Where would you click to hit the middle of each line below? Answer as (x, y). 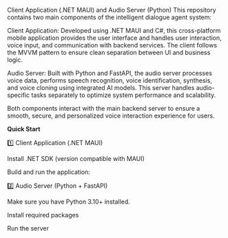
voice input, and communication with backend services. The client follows (112, 45)
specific (19, 95)
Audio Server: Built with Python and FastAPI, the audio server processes (110, 73)
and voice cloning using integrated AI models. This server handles (101, 88)
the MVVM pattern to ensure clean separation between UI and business (109, 52)
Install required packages (43, 215)
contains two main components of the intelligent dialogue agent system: (110, 17)
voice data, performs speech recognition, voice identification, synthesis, (110, 80)
